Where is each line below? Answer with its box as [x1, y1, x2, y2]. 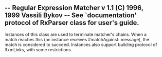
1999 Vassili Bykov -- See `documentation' [4, 11, 137, 20]
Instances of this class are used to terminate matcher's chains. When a [4, 31, 147, 37]
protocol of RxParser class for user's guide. [4, 19, 139, 27]
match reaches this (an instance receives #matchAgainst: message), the [4, 36, 149, 42]
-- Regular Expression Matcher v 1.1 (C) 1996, [4, 4, 144, 12]
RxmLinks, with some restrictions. [4, 46, 72, 52]
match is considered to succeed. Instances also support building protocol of [4, 42, 158, 47]
